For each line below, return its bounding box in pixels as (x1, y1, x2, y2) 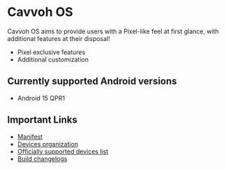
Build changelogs (17, 154, 68, 163)
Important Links (7, 114, 78, 126)
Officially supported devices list (17, 147, 109, 155)
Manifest (17, 133, 43, 141)
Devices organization (17, 139, 79, 148)
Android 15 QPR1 (17, 94, 65, 102)
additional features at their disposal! (7, 34, 110, 42)
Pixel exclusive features (17, 48, 86, 56)
